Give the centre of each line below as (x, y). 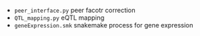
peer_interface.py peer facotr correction (75, 10)
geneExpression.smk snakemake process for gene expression (104, 25)
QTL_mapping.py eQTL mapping (59, 18)
